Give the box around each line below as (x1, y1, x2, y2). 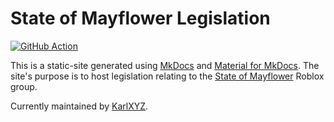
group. (10, 80, 38, 92)
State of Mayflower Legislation (10, 7, 271, 30)
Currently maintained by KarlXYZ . (10, 100, 149, 112)
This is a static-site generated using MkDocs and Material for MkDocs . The (10, 59, 320, 71)
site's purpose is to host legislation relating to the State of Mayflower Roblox (10, 70, 325, 82)
